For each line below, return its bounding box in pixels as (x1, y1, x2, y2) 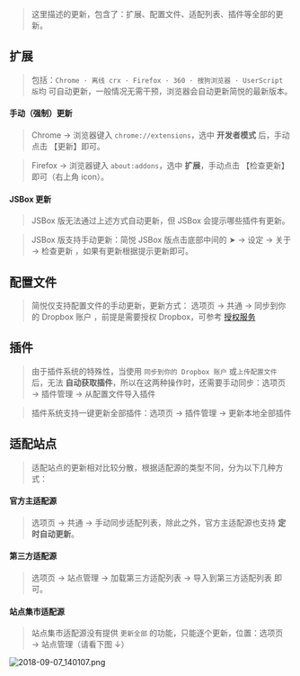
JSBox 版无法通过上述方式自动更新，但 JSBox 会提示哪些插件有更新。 (31, 215, 290, 226)
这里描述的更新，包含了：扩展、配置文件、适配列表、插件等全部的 (31, 9, 276, 19)
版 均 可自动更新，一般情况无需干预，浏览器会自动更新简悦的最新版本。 (31, 86, 293, 96)
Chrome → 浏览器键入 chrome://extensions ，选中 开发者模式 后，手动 (31, 130, 290, 140)
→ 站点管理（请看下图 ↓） (31, 639, 129, 650)
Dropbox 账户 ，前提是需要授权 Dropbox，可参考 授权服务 (41, 311, 256, 322)
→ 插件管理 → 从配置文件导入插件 (31, 388, 156, 399)
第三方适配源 (9, 551, 57, 562)
